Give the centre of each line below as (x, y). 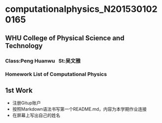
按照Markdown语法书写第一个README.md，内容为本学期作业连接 (80, 109)
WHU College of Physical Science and (65, 38)
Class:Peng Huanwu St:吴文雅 (43, 61)
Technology (24, 46)
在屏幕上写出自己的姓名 (36, 116)
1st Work (19, 90)
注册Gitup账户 (27, 103)
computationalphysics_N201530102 (81, 9)
